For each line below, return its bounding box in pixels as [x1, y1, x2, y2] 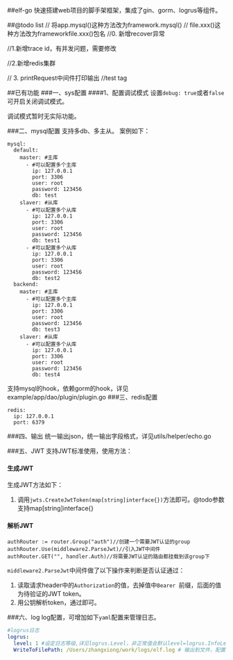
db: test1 [32, 237, 60, 244]
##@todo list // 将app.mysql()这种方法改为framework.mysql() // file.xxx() [7, 21, 215, 29]
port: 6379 [13, 419, 45, 426]
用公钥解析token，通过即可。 [17, 598, 101, 607]
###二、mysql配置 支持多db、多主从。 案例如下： [7, 127, 150, 135]
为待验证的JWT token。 [17, 590, 85, 598]
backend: [13, 281, 39, 288]
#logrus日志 [7, 627, 40, 634]
